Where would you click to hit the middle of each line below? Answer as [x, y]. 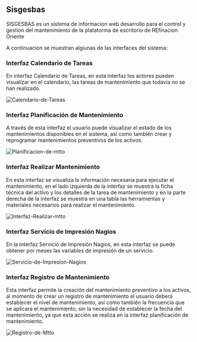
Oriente [15, 36]
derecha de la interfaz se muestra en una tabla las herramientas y [86, 198]
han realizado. [23, 88]
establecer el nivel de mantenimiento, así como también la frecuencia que [96, 303]
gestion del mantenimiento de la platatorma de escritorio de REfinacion [92, 30]
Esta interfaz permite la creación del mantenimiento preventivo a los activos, [98, 290]
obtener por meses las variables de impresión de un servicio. [80, 250]
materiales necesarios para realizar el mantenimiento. [71, 205]
